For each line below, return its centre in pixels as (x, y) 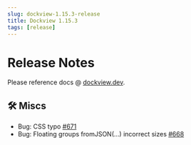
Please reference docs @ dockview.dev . (66, 82)
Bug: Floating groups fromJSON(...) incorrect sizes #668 (101, 134)
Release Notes (51, 62)
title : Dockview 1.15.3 (43, 21)
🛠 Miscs (27, 105)
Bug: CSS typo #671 (47, 126)
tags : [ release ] (31, 27)
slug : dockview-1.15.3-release (54, 14)
